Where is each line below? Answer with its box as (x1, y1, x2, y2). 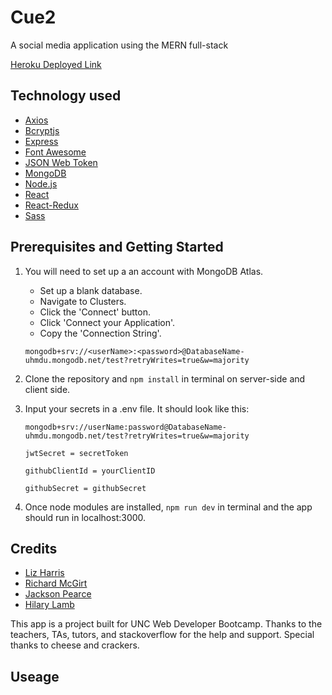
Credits (10, 540, 58, 557)
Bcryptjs (24, 124, 60, 136)
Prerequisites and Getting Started (10, 239, 224, 256)
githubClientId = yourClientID (24, 466, 156, 476)
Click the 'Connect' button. (39, 306, 151, 318)
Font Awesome (24, 146, 87, 158)
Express (24, 135, 59, 147)
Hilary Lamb (24, 599, 75, 611)
